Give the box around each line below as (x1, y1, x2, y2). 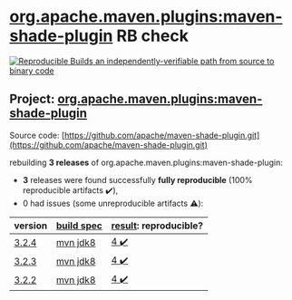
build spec (55, 219, 102, 232)
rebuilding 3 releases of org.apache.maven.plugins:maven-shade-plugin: (9, 157, 283, 168)
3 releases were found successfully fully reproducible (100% (22, 174, 253, 185)
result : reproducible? (111, 219, 204, 232)
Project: (9, 92, 55, 107)
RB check (116, 25, 189, 46)
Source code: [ (9, 130, 65, 140)
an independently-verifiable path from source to (94, 55, 275, 66)
